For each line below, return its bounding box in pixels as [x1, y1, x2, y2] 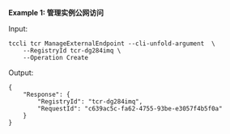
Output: [8, 68, 34, 77]
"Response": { [23, 90, 70, 98]
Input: [8, 24, 28, 33]
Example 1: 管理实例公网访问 [8, 8, 104, 17]
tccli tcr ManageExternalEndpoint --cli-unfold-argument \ [8, 40, 216, 48]
